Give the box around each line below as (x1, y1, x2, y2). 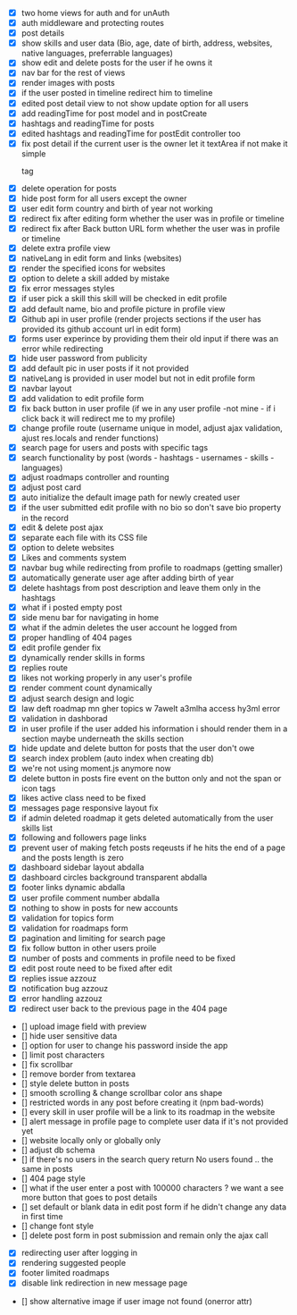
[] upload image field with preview (21, 1021, 147, 1032)
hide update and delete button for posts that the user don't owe (21, 742, 255, 754)
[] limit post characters (21, 1049, 105, 1060)
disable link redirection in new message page (21, 1277, 188, 1288)
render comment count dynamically (21, 683, 153, 694)
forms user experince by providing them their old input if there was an (21, 333, 278, 343)
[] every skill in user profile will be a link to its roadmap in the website (21, 1107, 276, 1117)
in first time (21, 1211, 63, 1222)
